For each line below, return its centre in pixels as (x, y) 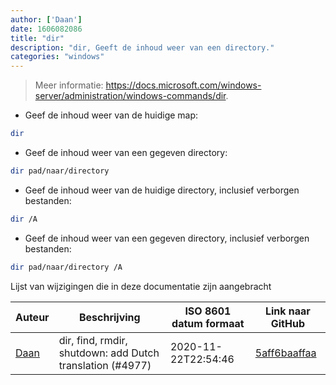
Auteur (32, 317)
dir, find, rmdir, (93, 340)
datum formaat (208, 323)
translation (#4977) (105, 365)
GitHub (287, 323)
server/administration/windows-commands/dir (130, 96)
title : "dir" (37, 38)
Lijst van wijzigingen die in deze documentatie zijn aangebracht (141, 286)
